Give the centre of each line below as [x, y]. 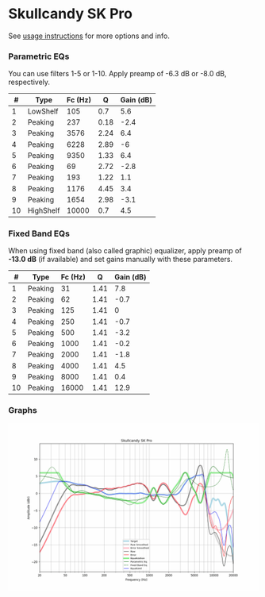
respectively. [29, 82]
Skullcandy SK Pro [71, 14]
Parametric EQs [39, 56]
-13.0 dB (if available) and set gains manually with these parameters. [120, 260]
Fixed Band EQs [39, 233]
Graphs [23, 410]
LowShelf [43, 111]
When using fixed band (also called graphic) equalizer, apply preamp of [125, 251]
